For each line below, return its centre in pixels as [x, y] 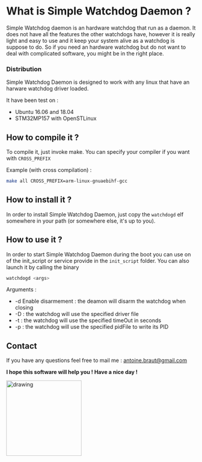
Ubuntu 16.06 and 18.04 [44, 112]
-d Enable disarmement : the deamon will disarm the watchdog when [100, 301]
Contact [22, 346]
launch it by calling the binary [43, 267]
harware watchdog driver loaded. [47, 89]
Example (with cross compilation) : [49, 170]
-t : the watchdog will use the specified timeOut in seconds [88, 320]
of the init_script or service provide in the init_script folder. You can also [98, 261]
